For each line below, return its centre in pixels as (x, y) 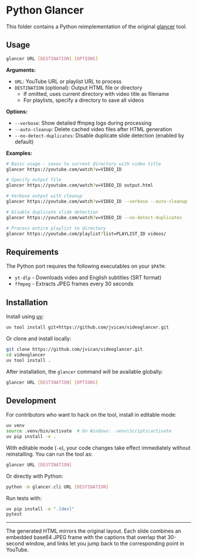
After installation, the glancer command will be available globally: (84, 371)
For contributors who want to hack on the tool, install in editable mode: (91, 415)
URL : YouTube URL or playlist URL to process (68, 81)
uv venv (16, 426)
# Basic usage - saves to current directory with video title (84, 164)
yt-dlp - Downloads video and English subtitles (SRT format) (88, 278)
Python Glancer (45, 10)
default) (24, 141)
